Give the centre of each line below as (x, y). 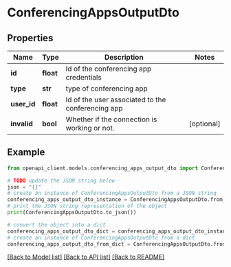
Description (124, 57)
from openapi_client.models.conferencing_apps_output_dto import (102, 168)
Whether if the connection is (111, 119)
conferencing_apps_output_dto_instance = (67, 200)
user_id (23, 104)
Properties (30, 38)
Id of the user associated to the (116, 100)
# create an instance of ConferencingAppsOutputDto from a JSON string (112, 194)
